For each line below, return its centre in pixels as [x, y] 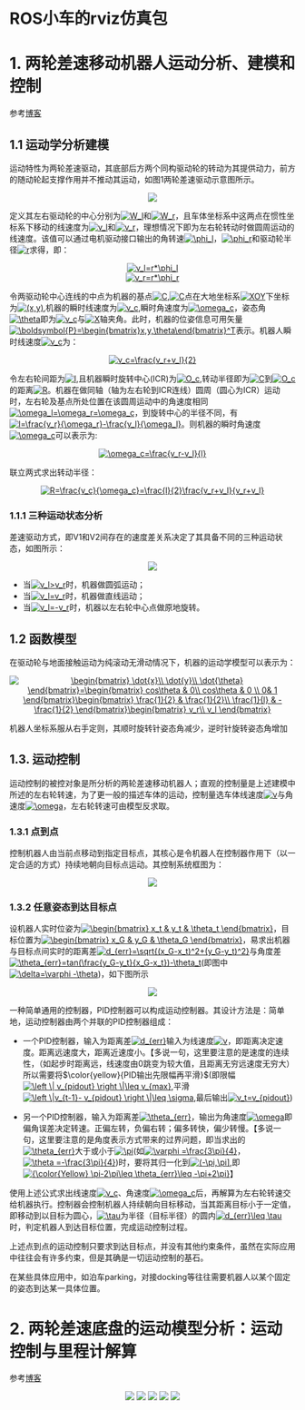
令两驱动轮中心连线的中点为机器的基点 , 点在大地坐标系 [125, 296]
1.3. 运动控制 [45, 759]
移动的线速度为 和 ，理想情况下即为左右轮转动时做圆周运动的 [164, 227]
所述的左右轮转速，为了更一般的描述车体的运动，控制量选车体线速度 [137, 794]
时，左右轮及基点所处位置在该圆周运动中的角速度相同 [109, 401]
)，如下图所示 [123, 974]
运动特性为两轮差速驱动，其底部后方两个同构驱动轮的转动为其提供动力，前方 [152, 168]
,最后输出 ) [243, 1098]
